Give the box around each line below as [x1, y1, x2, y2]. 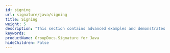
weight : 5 [5, 21, 27, 27]
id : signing [5, 7, 31, 13]
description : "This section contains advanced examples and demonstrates [5, 26, 166, 31]
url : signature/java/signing [5, 12, 67, 17]
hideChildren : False [5, 40, 50, 45]
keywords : [5, 31, 27, 36]
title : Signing [5, 17, 38, 22]
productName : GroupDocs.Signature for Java [5, 36, 100, 41]
